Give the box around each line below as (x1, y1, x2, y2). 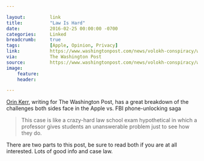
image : (6, 65, 23, 71)
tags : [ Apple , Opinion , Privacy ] (6, 43, 118, 49)
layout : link (6, 14, 61, 20)
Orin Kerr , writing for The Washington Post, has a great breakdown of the (6, 98, 189, 106)
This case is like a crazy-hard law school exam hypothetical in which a (21, 117, 197, 124)
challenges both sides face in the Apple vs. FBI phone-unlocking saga (6, 104, 182, 112)
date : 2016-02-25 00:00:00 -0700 (6, 26, 118, 32)
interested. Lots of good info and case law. (6, 148, 114, 155)
